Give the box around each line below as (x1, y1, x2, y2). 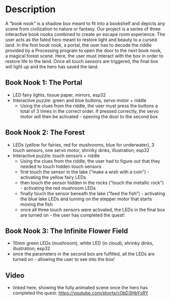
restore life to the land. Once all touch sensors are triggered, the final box (5, 58, 158, 64)
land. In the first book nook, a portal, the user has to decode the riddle (5, 42, 152, 48)
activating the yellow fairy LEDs (20, 174, 86, 180)
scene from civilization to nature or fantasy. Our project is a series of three (5, 25, 161, 32)
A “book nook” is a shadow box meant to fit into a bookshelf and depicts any (5, 20, 165, 26)
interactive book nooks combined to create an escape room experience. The (5, 31, 165, 37)
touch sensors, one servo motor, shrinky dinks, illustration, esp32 (12, 147, 150, 153)
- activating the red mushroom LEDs (20, 185, 96, 191)
